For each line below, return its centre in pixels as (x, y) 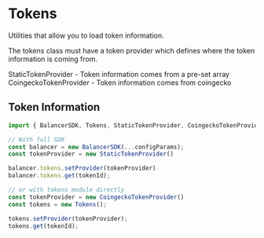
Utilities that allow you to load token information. (86, 35)
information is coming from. (53, 59)
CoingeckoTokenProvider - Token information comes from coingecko (120, 82)
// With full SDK (37, 139)
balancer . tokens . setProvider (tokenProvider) (82, 168)
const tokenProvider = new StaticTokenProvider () (91, 154)
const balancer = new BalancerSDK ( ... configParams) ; (96, 147)
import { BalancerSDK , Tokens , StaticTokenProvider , (96, 125)
